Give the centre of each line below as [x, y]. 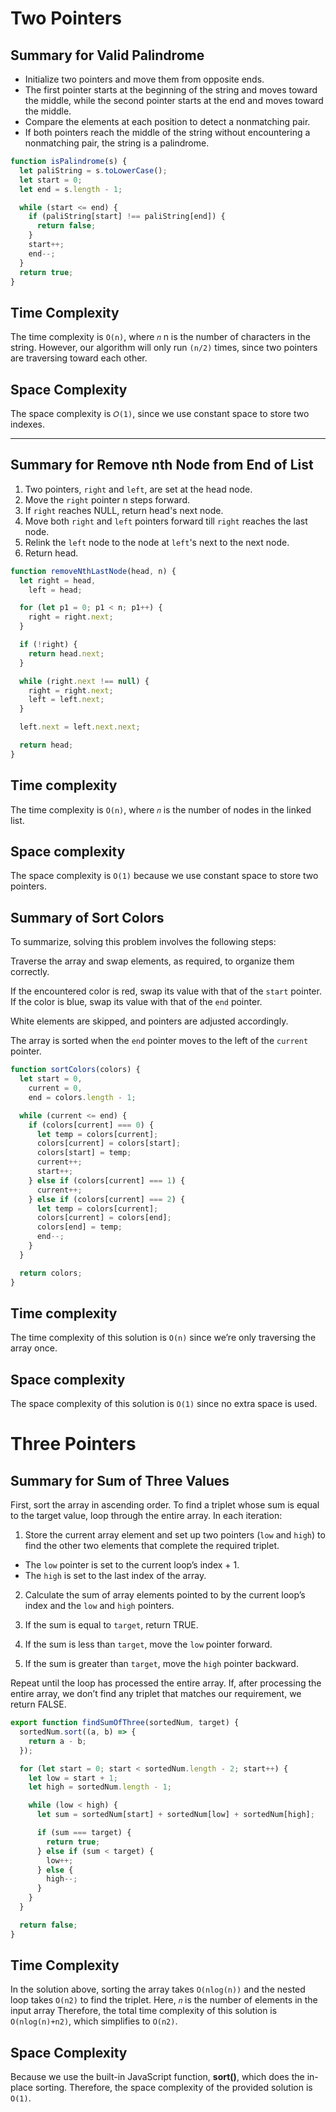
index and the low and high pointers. [99, 1606]
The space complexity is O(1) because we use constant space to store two [164, 876]
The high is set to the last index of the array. [115, 1576]
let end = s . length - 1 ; [71, 189]
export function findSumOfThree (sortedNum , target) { [125, 1723]
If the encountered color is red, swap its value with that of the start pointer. [166, 991]
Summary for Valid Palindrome [107, 55]
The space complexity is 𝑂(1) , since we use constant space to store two [160, 413]
